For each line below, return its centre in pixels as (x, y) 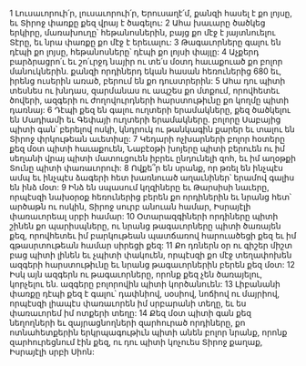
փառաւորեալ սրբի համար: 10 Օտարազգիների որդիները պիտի (144, 216)
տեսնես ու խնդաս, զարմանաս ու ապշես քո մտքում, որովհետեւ (145, 91)
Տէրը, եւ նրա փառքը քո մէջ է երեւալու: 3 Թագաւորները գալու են (145, 42)
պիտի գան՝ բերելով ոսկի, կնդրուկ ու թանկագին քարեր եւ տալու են (152, 129)
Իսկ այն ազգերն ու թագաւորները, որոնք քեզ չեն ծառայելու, (136, 274)
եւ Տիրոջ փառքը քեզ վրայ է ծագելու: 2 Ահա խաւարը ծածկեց (138, 23)
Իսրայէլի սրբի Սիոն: (52, 351)
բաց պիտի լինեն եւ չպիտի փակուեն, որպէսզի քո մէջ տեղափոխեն (151, 255)
